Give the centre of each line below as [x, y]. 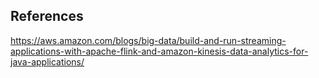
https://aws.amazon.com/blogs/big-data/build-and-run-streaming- [148, 40]
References [47, 16]
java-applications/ [47, 61]
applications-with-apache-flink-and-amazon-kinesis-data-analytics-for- [159, 51]
